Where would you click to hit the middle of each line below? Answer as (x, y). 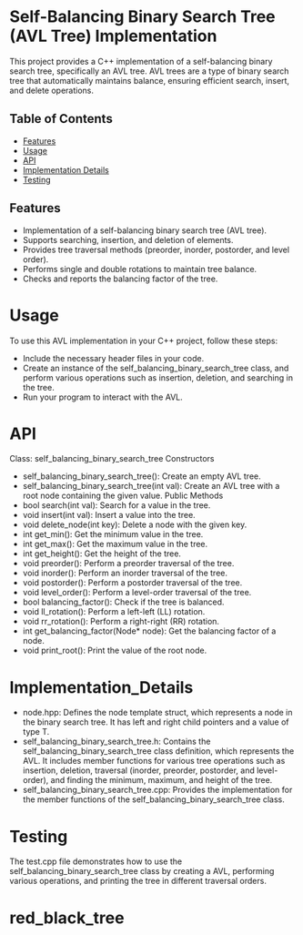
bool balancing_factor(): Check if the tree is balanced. (123, 602)
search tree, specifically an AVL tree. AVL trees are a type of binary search (149, 71)
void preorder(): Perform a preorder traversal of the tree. (128, 564)
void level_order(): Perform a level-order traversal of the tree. (137, 593)
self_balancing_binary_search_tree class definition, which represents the (158, 751)
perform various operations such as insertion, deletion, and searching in (158, 377)
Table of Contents (61, 119)
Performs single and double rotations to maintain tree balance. (140, 269)
